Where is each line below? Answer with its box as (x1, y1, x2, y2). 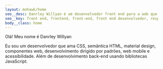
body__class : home (5, 20, 42, 26)
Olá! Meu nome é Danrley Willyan (5, 34, 72, 40)
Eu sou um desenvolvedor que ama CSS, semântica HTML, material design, (5, 43, 156, 49)
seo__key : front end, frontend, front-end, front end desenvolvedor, (5, 16, 149, 21)
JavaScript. (5, 58, 28, 64)
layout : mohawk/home (5, 7, 47, 12)
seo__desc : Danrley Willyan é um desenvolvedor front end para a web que (5, 12, 158, 16)
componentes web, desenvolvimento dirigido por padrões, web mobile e (5, 48, 150, 54)
